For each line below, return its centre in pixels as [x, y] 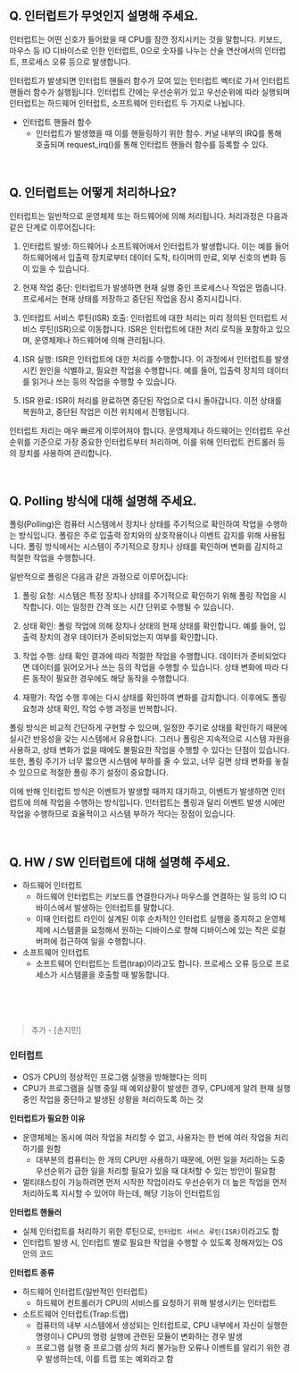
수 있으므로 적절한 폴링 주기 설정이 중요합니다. [89, 773]
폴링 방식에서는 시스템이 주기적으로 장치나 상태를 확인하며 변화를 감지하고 [156, 547]
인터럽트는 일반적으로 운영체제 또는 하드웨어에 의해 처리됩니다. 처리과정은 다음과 [149, 216]
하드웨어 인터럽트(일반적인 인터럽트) [85, 1292]
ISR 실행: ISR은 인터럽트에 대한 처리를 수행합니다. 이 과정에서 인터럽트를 [147, 359]
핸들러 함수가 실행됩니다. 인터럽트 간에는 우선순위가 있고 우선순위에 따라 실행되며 [150, 91]
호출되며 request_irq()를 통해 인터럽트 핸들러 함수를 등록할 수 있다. [152, 144]
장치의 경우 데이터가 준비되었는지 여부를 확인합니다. [129, 637]
